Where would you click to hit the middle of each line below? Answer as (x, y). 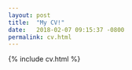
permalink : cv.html (40, 37)
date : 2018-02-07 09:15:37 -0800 (66, 30)
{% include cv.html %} (44, 59)
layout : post (29, 15)
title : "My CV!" (37, 23)
